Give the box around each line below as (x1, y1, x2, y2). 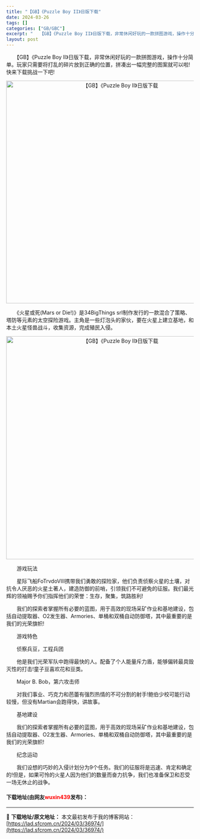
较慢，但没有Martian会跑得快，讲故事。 (6, 698, 104, 705)
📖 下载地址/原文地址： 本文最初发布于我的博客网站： (6, 813, 135, 821)
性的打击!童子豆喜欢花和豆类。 (11, 666, 86, 672)
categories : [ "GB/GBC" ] (6, 25, 65, 32)
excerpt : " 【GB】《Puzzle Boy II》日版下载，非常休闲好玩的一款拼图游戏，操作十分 (6, 31, 195, 37)
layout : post (6, 36, 39, 42)
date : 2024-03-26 (6, 14, 49, 20)
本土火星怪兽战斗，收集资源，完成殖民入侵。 (6, 324, 116, 331)
